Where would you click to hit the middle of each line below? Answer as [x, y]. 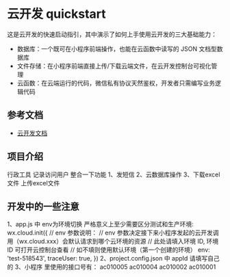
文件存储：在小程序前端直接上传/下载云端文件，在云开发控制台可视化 [114, 66]
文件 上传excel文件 [34, 183]
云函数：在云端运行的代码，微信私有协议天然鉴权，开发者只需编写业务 [116, 83]
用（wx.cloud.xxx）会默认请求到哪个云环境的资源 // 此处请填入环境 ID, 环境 [113, 241]
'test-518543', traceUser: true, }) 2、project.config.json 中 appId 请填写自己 [114, 259]
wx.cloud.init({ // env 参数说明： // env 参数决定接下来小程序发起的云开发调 [113, 233]
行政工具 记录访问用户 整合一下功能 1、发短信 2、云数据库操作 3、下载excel [114, 174]
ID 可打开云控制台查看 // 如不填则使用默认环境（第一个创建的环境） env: [108, 250]
